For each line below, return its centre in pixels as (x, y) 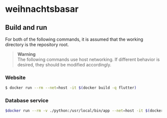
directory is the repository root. (37, 45)
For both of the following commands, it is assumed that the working (74, 39)
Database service (27, 101)
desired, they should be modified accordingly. (64, 65)
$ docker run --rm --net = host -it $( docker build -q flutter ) (71, 88)
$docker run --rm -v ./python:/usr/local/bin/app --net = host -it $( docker (84, 111)
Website (15, 77)
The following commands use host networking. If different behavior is (88, 59)
